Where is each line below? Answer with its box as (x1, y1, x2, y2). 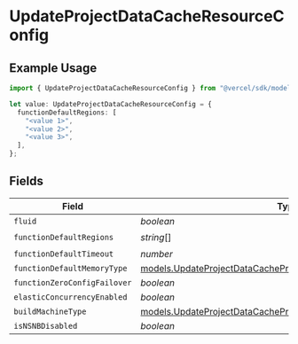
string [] (140, 231, 172, 244)
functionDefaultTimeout (13, 248, 114, 259)
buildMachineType (13, 306, 87, 317)
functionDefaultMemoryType (13, 263, 128, 273)
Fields (9, 174, 44, 189)
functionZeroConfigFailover (13, 278, 132, 287)
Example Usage (9, 60, 98, 75)
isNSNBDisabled (13, 321, 78, 331)
